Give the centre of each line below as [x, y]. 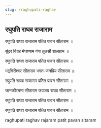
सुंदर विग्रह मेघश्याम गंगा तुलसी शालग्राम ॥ [37, 51]
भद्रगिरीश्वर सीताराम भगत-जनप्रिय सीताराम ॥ [40, 71]
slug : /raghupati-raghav [31, 10]
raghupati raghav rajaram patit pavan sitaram [51, 120]
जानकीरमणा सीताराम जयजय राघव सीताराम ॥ [40, 91]
